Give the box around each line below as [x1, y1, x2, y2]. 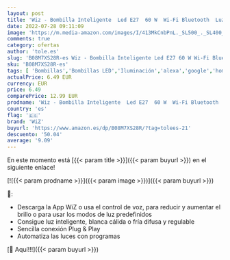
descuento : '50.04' [7, 131, 63, 138]
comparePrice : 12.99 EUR [7, 93, 78, 100]
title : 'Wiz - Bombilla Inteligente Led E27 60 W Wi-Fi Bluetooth [7, 16, 210, 23]
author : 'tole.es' [7, 49, 60, 55]
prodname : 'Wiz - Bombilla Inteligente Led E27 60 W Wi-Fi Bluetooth [7, 99, 219, 106]
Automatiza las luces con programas [16, 232, 120, 240]
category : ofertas [7, 42, 60, 49]
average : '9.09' [7, 138, 53, 144]
